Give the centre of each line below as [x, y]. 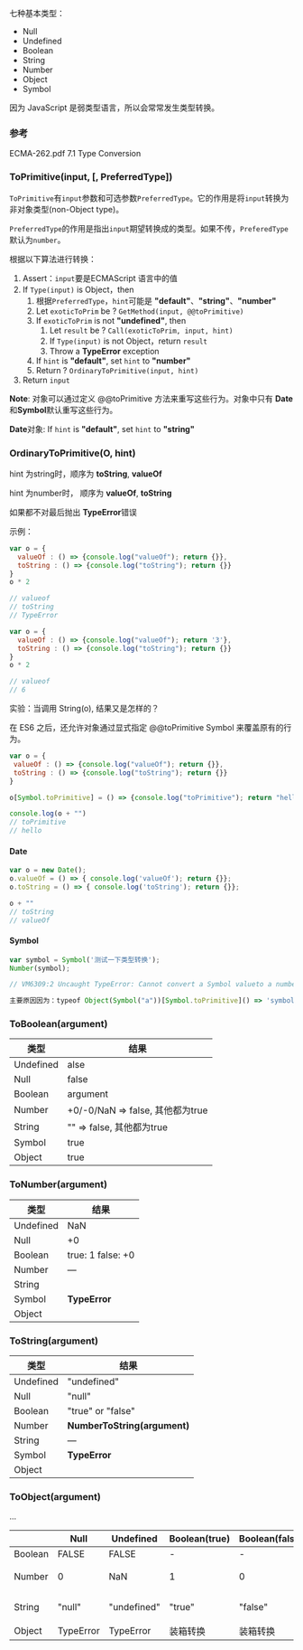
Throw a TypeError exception [104, 351]
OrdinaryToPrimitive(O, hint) [73, 453]
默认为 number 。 [37, 240]
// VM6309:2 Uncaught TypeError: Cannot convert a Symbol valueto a [141, 985]
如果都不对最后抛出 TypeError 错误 [73, 512]
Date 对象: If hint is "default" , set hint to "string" [102, 429]
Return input [46, 380]
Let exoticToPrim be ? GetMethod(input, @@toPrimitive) [140, 311]
